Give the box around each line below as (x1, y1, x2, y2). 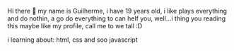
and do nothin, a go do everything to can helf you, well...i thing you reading (7, 14, 226, 23)
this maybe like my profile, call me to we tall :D (7, 22, 143, 30)
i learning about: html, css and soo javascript (7, 35, 138, 44)
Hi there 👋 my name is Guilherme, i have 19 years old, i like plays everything (7, 7, 228, 15)
